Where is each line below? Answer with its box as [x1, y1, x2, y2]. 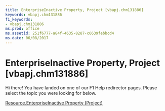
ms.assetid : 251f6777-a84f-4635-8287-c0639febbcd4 [5, 31, 114, 36]
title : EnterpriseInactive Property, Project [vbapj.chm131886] [5, 7, 144, 13]
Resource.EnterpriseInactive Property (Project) [5, 99, 103, 106]
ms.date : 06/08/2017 [5, 36, 49, 41]
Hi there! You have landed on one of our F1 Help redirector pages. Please [5, 84, 157, 91]
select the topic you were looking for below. [5, 90, 97, 96]
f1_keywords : [5, 17, 33, 22]
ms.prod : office [5, 26, 39, 31]
